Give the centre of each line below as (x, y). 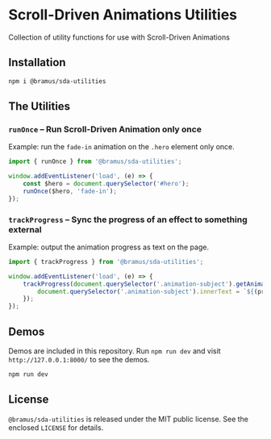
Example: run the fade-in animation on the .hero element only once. (122, 147)
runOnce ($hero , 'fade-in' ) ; (70, 191)
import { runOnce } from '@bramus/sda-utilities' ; (95, 162)
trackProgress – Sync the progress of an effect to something (128, 219)
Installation (37, 63)
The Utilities (40, 107)
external (25, 229)
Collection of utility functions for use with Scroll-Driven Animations (119, 37)
